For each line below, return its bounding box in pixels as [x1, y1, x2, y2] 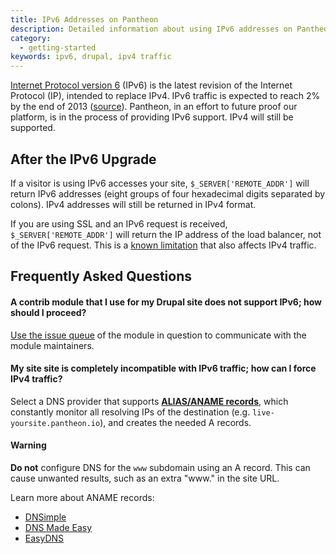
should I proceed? [10, 306, 87, 318]
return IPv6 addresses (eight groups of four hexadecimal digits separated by [10, 187, 326, 200]
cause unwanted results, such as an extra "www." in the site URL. [10, 472, 280, 484]
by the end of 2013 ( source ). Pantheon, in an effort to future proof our [10, 101, 298, 113]
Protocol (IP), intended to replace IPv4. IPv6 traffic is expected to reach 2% [10, 90, 321, 102]
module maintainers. [10, 339, 95, 351]
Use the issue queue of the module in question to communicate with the [10, 329, 307, 341]
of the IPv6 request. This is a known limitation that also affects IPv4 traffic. [10, 239, 317, 251]
